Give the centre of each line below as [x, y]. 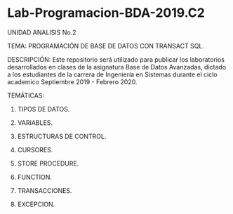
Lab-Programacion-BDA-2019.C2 [106, 13]
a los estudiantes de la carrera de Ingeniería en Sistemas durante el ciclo [112, 74]
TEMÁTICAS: [26, 95]
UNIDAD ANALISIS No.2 [42, 32]
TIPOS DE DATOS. [44, 109]
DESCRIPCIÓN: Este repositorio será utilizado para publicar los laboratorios [116, 59]
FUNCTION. [35, 177]
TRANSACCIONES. [45, 190]
